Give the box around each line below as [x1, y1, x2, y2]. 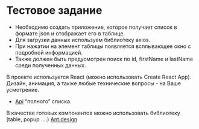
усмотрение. [6, 86, 39, 93]
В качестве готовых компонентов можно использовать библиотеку [6, 109, 181, 116]
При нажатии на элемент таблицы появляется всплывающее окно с [14, 43, 191, 50]
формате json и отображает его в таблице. [14, 29, 125, 37]
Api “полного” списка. [14, 97, 72, 105]
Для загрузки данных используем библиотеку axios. [14, 36, 151, 43]
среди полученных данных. [14, 61, 86, 69]
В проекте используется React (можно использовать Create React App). [6, 73, 192, 80]
